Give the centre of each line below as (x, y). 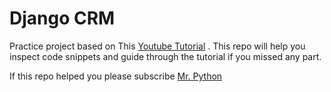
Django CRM (62, 18)
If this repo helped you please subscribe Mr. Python (116, 76)
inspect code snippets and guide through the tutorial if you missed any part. (165, 56)
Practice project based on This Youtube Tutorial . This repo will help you (157, 46)
